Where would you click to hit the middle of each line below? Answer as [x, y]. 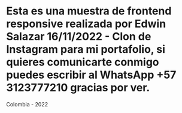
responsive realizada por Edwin [86, 24]
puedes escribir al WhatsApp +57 [91, 75]
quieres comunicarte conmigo [83, 62]
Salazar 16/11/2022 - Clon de [79, 37]
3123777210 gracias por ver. [78, 88]
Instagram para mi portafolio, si [86, 50]
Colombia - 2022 [27, 104]
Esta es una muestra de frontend [89, 11]
